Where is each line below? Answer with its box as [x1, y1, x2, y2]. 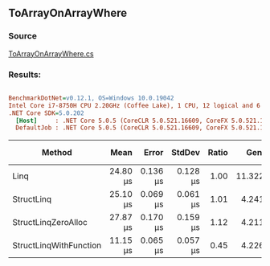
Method [41, 147, 72, 158]
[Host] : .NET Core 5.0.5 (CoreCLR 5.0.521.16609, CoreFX [15, 117, 228, 125]
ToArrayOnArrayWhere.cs [8, 48, 94, 59]
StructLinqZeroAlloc [12, 217, 88, 228]
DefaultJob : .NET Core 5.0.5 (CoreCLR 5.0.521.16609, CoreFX [15, 124, 228, 132]
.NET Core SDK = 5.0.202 [8, 108, 84, 117]
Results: [8, 68, 42, 80]
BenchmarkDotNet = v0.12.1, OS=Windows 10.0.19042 [8, 94, 174, 102]
